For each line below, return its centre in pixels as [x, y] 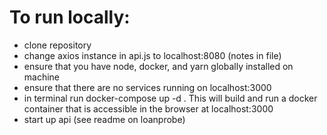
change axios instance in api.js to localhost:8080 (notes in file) [152, 55]
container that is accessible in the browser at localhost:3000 [148, 108]
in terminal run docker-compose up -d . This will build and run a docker [170, 98]
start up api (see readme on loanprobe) [104, 119]
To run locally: [70, 17]
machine [42, 77]
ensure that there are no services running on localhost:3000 [147, 87]
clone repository [57, 45]
